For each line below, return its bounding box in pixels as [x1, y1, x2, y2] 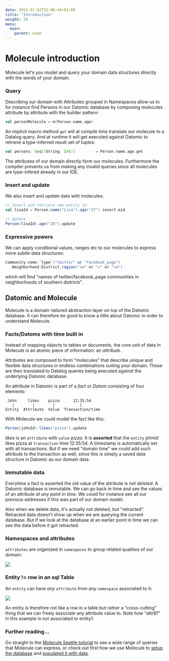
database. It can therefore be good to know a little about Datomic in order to [5, 312, 163, 318]
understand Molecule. [5, 318, 51, 324]
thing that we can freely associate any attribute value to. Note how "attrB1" [5, 610, 160, 616]
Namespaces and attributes [5, 535, 75, 542]
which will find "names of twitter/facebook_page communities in [5, 273, 139, 279]
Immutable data [5, 468, 44, 476]
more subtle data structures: [5, 250, 64, 256]
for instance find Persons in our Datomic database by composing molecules [5, 104, 163, 110]
